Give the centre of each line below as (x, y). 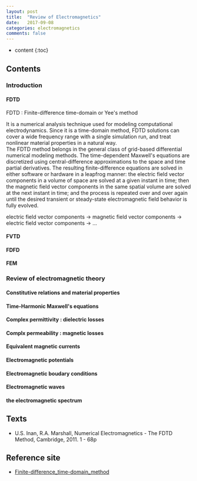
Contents (24, 69)
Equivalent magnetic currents (43, 346)
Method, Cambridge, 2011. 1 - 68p (56, 439)
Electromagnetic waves (36, 387)
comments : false (26, 34)
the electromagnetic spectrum (44, 400)
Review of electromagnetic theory (56, 278)
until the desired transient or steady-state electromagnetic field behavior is (96, 199)
